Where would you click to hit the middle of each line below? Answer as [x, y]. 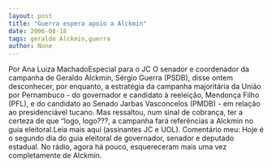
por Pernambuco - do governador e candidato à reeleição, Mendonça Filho [134, 95]
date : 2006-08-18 [38, 31]
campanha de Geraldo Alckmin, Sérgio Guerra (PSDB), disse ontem [121, 78]
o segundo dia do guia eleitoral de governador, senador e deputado [121, 138]
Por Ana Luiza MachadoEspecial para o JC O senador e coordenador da [129, 69]
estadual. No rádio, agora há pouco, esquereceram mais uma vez [118, 147]
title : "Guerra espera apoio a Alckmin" [78, 24]
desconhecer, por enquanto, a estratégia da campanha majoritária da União [135, 87]
